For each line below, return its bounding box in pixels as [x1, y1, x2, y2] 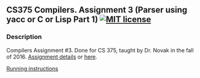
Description [6, 33, 42, 41]
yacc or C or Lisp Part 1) [6, 15, 98, 25]
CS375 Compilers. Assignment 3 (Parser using [6, 5, 188, 15]
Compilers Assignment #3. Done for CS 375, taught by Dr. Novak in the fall [6, 46, 194, 54]
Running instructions [6, 65, 59, 72]
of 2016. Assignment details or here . [6, 53, 98, 60]
